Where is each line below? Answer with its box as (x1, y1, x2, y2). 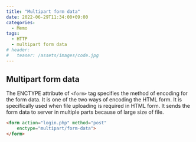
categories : (6, 19, 35, 25)
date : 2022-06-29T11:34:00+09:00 (6, 14, 89, 20)
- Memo (11, 25, 28, 31)
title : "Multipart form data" (6, 8, 81, 15)
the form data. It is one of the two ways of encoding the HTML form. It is (6, 96, 182, 103)
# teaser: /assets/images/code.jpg (6, 52, 99, 58)
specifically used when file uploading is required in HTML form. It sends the (6, 103, 191, 110)
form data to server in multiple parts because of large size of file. (6, 108, 164, 115)
